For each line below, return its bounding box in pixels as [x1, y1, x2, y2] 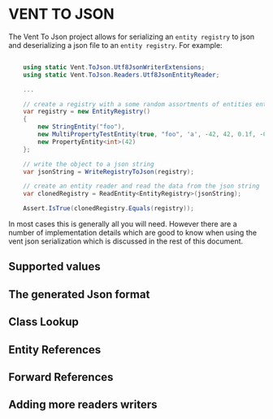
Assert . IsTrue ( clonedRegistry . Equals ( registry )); [23, 205, 195, 213]
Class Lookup [8, 315, 80, 329]
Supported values [8, 260, 101, 274]
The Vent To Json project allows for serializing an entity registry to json [8, 32, 255, 41]
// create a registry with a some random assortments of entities [23, 100, 253, 108]
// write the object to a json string [23, 160, 154, 168]
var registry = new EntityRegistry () [23, 107, 151, 116]
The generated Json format [8, 287, 150, 301]
